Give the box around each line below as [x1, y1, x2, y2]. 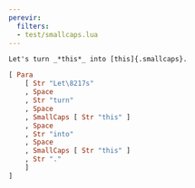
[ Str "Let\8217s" [24, 79, 94, 89]
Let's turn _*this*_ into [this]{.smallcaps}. [8, 55, 188, 64]
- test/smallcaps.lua [16, 30, 99, 39]
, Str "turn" [24, 96, 74, 105]
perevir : [8, 13, 42, 23]
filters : [16, 22, 50, 31]
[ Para [8, 70, 34, 80]
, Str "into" [24, 129, 74, 138]
